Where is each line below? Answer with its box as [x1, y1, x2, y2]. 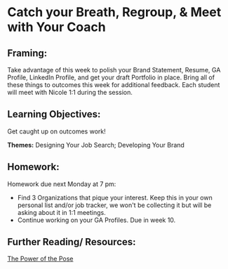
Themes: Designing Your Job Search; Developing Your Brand [7, 140, 185, 149]
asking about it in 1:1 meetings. [17, 208, 107, 216]
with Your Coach [7, 19, 107, 35]
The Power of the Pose [7, 254, 74, 263]
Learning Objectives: [7, 108, 101, 120]
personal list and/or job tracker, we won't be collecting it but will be [17, 201, 212, 209]
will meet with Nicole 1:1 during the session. [7, 88, 133, 96]
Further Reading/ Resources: [7, 236, 136, 248]
